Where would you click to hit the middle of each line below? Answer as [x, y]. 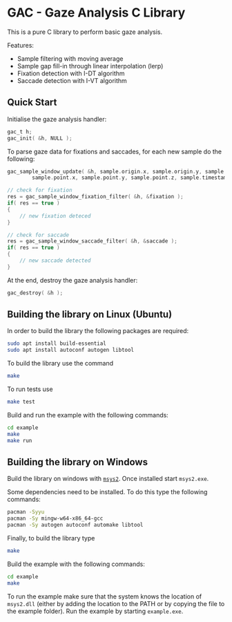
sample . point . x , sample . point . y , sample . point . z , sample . [117, 178]
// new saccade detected [55, 261]
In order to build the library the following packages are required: [98, 331]
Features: [21, 45]
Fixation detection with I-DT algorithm [71, 73]
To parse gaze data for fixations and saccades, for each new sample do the [115, 151]
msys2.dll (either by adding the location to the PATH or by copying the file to [116, 603]
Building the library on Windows [78, 462]
